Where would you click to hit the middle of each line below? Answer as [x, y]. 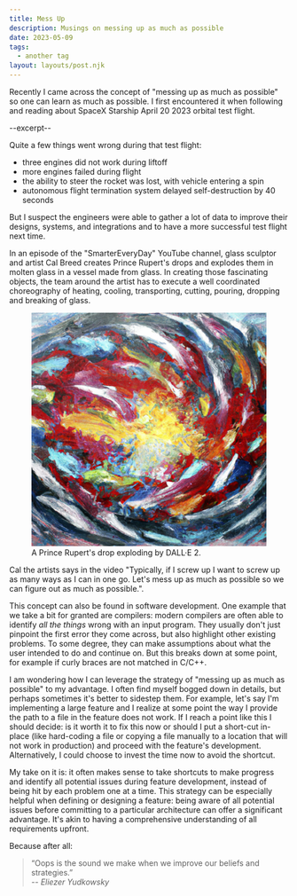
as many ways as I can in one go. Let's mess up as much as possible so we [147, 579]
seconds [38, 200]
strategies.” [52, 872]
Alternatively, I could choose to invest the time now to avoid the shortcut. [142, 755]
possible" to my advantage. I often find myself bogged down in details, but [145, 688]
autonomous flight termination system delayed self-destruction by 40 [148, 190]
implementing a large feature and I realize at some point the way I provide [143, 707]
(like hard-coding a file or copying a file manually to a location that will [159, 735]
